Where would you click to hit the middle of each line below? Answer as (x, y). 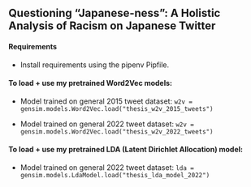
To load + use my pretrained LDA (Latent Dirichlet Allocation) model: (126, 150)
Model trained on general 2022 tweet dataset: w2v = (107, 124)
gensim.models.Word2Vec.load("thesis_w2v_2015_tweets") (117, 108)
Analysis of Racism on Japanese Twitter (112, 26)
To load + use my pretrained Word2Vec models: (91, 83)
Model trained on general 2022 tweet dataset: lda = (107, 168)
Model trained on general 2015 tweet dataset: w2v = (106, 101)
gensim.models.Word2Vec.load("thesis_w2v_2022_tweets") (117, 132)
